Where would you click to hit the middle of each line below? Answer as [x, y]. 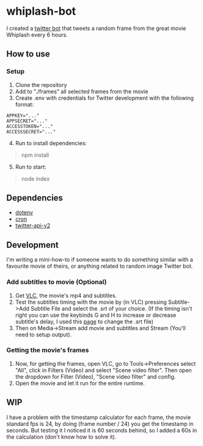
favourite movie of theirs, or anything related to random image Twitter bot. [100, 266]
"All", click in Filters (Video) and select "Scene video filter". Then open [103, 370]
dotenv [24, 213]
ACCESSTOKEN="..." [30, 126]
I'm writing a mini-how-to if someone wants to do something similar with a [100, 260]
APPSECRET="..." [27, 121]
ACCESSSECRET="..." [31, 132]
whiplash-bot [41, 11]
